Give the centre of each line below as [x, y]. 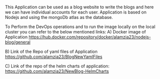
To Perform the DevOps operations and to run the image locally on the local [80, 27]
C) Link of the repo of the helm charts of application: [57, 66]
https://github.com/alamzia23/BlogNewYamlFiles [54, 57]
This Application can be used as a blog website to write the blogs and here [79, 7]
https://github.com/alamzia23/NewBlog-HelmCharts [57, 71]
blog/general [18, 42]
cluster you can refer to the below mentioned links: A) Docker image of [75, 32]
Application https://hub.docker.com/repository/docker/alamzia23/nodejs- [78, 37]
